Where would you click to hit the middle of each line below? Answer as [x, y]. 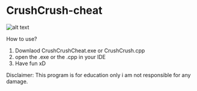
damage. [17, 81]
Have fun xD [30, 63]
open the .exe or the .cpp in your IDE [60, 57]
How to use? [22, 39]
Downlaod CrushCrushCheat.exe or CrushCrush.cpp [80, 50]
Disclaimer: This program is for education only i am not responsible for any [98, 75]
